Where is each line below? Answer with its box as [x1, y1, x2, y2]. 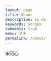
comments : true [5, 26, 37, 32]
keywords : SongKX [5, 21, 42, 27]
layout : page [5, 7, 33, 13]
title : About [5, 12, 33, 17]
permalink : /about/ [5, 36, 46, 41]
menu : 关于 [5, 31, 27, 36]
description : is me [5, 17, 46, 22]
